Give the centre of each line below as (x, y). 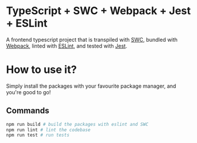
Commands (28, 111)
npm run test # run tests (38, 135)
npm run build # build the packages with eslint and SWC (77, 124)
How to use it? (41, 70)
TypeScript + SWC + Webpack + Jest (98, 11)
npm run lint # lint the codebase (49, 130)
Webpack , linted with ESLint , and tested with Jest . (67, 46)
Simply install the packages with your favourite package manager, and (91, 86)
